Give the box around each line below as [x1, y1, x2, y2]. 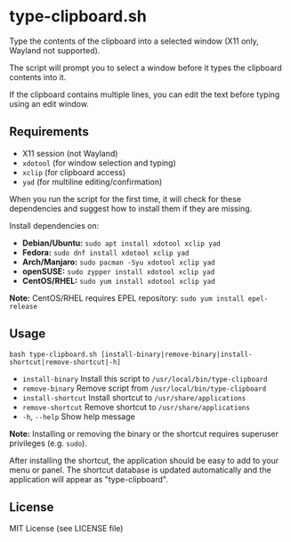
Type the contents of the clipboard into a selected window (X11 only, [9, 36, 260, 46]
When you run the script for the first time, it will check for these [9, 193, 242, 204]
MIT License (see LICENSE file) [9, 523, 124, 534]
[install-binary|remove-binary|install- [101, 350, 253, 359]
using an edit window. [9, 98, 89, 109]
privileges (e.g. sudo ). [9, 438, 87, 449]
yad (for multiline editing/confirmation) [21, 176, 163, 187]
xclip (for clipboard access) [21, 166, 126, 177]
